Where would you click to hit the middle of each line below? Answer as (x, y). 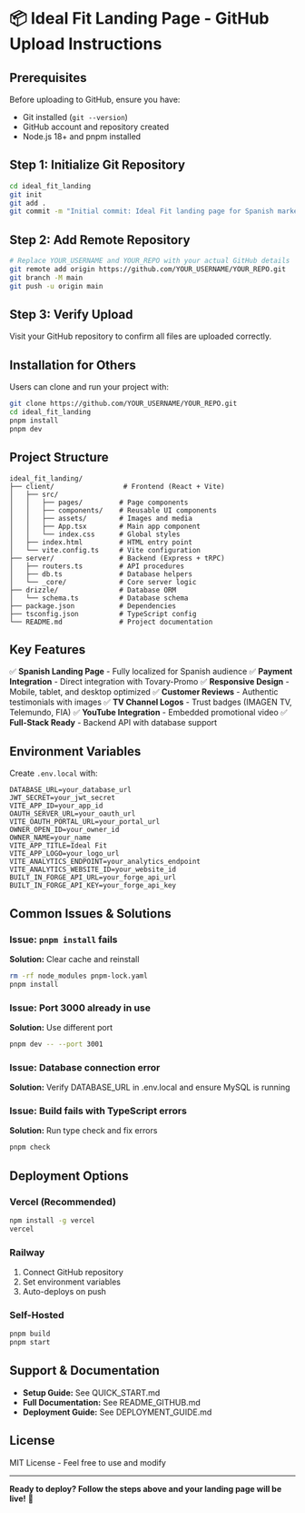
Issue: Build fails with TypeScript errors (98, 1111)
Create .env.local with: (54, 773)
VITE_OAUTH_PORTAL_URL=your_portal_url (85, 822)
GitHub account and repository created (96, 127)
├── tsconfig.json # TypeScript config (103, 614)
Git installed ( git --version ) (75, 117)
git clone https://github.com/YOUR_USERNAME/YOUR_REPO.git (123, 404)
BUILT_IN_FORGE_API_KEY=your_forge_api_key (93, 886)
